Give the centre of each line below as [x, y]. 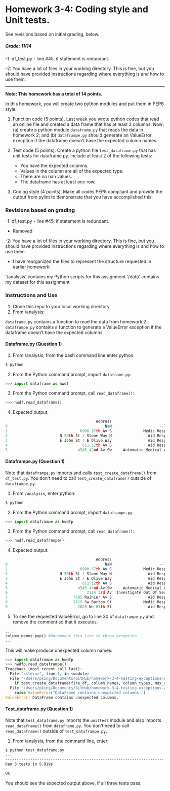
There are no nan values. [46, 176]
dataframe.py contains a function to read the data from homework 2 [76, 321]
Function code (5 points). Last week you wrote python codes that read [86, 119]
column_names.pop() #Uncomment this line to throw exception [71, 636]
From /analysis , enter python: [44, 493]
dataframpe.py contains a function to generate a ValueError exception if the [83, 327]
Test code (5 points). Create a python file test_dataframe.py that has [84, 150]
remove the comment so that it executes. [55, 622]
